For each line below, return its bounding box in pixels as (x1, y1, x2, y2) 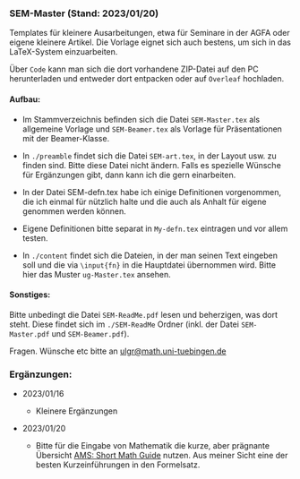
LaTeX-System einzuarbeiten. (9, 47, 118, 57)
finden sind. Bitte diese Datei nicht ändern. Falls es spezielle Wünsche (21, 159, 282, 170)
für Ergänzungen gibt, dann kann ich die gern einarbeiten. (21, 169, 236, 180)
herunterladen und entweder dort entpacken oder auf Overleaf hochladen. (9, 73, 285, 84)
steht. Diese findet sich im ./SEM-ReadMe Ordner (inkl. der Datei (9, 319, 240, 329)
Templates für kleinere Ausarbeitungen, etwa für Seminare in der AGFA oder (9, 28, 291, 38)
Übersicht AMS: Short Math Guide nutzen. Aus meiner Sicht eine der (35, 450, 288, 460)
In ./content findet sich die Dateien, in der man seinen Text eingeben (21, 250, 278, 261)
